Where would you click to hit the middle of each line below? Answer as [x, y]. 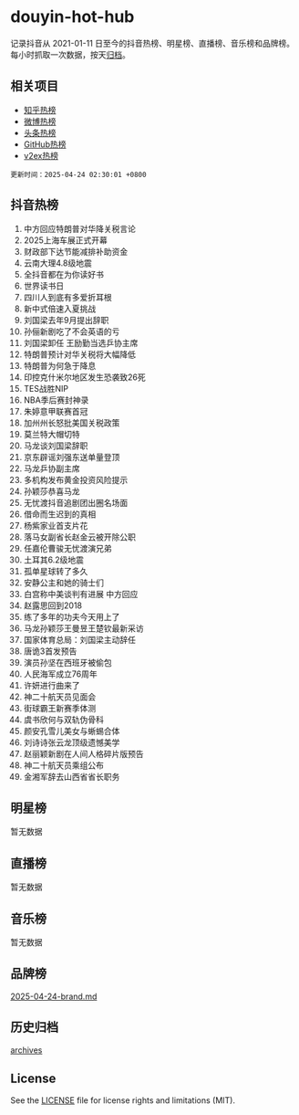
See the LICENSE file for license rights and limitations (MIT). [123, 1100]
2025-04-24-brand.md [54, 996]
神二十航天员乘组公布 [63, 765]
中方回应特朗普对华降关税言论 [79, 228]
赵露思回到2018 [53, 605]
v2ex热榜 [41, 155]
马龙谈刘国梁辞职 [56, 446]
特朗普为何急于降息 [60, 365]
